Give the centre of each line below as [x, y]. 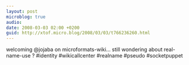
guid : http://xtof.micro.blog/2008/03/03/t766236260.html [78, 33]
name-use [18, 56]
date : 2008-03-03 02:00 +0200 [43, 28]
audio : [14, 22]
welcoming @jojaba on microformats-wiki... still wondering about [84, 49]
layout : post [22, 11]
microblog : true [26, 17]
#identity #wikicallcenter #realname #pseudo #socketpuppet [109, 56]
